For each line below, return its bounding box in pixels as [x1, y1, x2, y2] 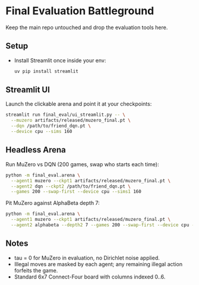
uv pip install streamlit [14, 68, 78, 74]
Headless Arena [5, 145, 67, 155]
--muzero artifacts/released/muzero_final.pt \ [11, 118, 131, 123]
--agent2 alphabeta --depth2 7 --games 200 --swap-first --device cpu [11, 222, 189, 228]
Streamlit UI [5, 85, 50, 95]
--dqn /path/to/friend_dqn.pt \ [11, 123, 91, 129]
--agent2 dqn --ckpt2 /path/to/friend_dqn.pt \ [11, 183, 131, 189]
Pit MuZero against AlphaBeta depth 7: [5, 199, 100, 207]
